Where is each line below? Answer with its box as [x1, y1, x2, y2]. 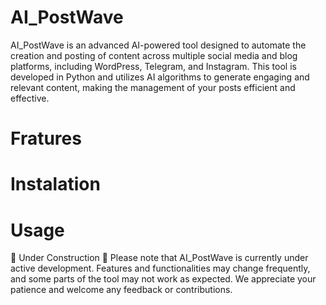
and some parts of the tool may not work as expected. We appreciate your [10, 273, 317, 285]
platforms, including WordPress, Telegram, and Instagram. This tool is [10, 60, 297, 72]
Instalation [10, 173, 101, 196]
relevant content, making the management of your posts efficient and [10, 81, 296, 93]
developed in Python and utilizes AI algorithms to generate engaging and [10, 71, 310, 83]
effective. [10, 92, 50, 104]
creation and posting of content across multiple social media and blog [10, 49, 298, 61]
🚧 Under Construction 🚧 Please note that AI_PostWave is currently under [10, 252, 309, 264]
